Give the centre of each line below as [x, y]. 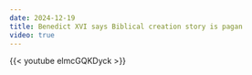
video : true [32, 35]
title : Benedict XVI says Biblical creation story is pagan [126, 27]
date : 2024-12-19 [42, 18]
